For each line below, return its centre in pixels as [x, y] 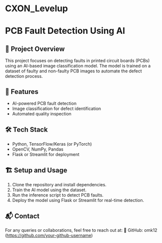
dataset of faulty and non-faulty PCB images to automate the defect [73, 71]
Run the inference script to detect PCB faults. [58, 195]
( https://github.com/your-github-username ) [49, 236]
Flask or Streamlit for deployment [46, 154]
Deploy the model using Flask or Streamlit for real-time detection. [78, 200]
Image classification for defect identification [57, 109]
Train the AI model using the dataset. [49, 190]
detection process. [24, 76]
